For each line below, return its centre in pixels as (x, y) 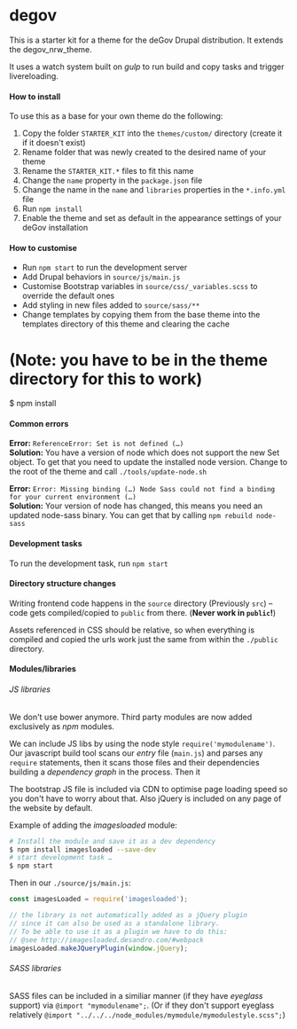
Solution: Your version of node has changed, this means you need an (136, 506)
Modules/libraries (43, 669)
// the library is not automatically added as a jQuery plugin (129, 915)
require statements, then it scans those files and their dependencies (134, 762)
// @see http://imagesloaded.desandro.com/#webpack (106, 940)
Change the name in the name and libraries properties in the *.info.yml (154, 190)
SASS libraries (35, 969)
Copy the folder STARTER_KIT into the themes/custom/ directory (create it (152, 133)
